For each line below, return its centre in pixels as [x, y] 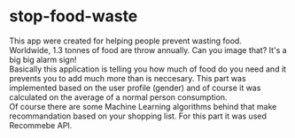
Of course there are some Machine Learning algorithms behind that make [143, 106]
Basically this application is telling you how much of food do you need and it [147, 69]
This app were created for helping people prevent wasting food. [125, 41]
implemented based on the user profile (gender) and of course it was [135, 88]
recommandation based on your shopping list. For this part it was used [138, 116]
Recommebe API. [41, 125]
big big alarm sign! [43, 59]
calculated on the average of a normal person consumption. [118, 97]
